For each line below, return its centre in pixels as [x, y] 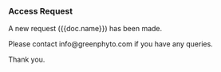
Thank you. [27, 60]
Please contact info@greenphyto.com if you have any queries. [110, 44]
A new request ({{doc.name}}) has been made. [85, 29]
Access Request [41, 11]
